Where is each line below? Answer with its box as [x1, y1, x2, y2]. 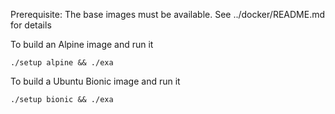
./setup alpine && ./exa [10, 58, 114, 68]
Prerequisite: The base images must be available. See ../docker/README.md [10, 9, 325, 20]
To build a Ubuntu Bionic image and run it [10, 75, 181, 87]
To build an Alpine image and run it [10, 39, 154, 50]
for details [10, 19, 52, 31]
